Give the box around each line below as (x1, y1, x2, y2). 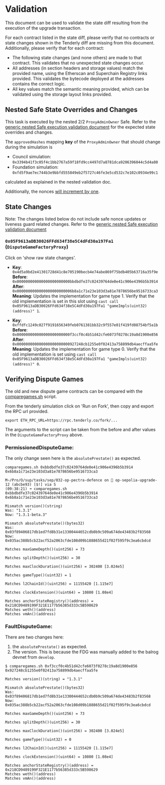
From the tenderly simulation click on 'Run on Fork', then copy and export (5, 403, 154, 409)
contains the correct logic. (12, 80, 66, 87)
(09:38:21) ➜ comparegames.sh (5, 486, 67, 491)
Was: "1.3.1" (5, 508, 32, 513)
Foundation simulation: (12, 164, 59, 170)
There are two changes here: (5, 634, 64, 640)
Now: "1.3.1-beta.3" (5, 512, 48, 517)
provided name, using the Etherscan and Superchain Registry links (12, 70, 148, 76)
